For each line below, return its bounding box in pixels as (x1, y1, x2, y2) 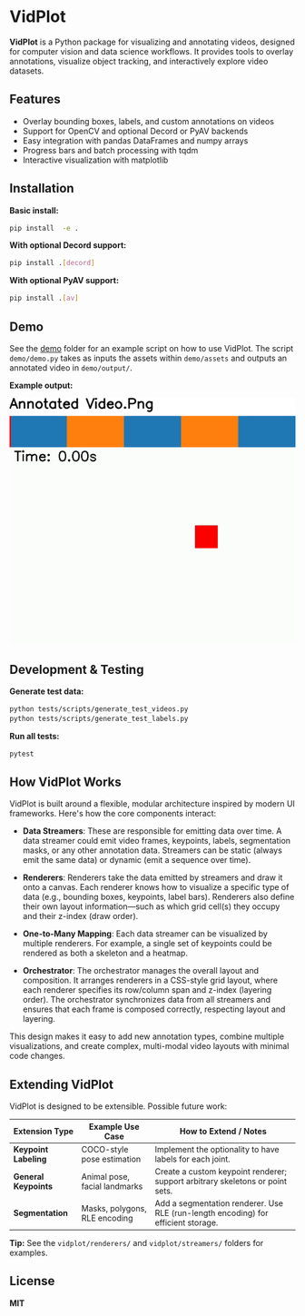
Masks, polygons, (81, 1202, 147, 1213)
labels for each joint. (154, 1153, 231, 1164)
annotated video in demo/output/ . (9, 362, 133, 373)
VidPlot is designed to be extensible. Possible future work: (9, 1101, 228, 1112)
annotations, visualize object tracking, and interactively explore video (9, 55, 269, 66)
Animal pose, (81, 1171, 130, 1182)
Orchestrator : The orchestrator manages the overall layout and (22, 965, 260, 976)
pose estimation (81, 1153, 142, 1164)
